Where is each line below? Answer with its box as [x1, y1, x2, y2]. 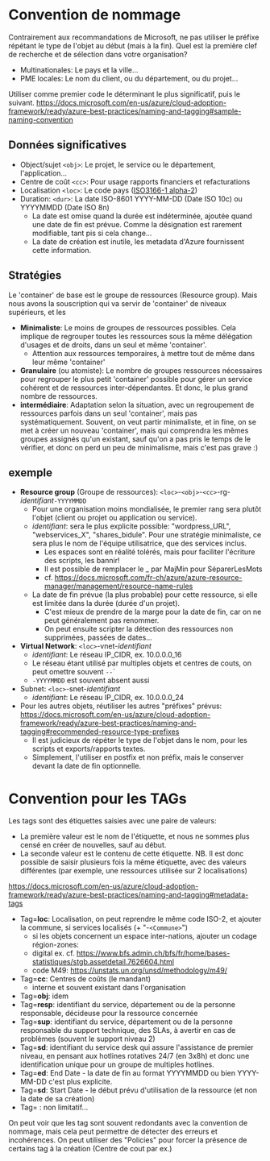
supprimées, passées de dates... [44, 632, 153, 642]
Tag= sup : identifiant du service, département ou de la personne [19, 1017, 234, 1026]
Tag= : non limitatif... [19, 1102, 89, 1113]
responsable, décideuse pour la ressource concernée [19, 1009, 198, 1018]
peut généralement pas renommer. [44, 616, 160, 625]
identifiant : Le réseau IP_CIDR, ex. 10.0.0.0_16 [31, 650, 182, 660]
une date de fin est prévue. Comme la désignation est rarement [31, 219, 243, 229]
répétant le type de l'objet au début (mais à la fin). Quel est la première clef [8, 40, 258, 50]
